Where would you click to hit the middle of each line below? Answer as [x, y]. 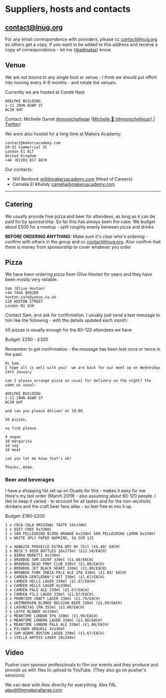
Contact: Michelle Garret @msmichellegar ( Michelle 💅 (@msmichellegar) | [80, 119]
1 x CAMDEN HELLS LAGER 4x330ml [38, 585]
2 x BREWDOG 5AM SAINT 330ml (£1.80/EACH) [49, 559]
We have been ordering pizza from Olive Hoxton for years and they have [79, 274]
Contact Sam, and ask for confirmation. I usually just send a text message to [83, 315]
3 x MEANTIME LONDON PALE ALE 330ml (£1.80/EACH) [57, 624]
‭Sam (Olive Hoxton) [25, 289]
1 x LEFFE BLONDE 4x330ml [32, 611]
